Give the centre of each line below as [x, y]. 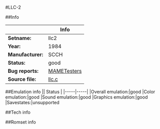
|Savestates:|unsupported [33, 102]
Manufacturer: [26, 54]
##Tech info [18, 112]
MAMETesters [65, 71]
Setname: [20, 38]
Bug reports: [23, 71]
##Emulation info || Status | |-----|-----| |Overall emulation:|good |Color [80, 92]
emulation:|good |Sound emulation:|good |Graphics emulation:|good [77, 97]
